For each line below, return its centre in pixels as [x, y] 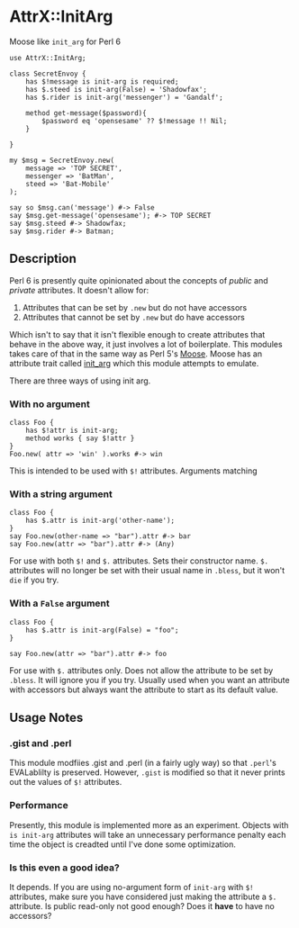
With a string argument [61, 494]
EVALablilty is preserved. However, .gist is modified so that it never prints [147, 772]
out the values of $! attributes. [66, 782]
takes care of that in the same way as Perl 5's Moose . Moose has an [136, 354]
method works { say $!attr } [80, 438]
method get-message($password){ [86, 113]
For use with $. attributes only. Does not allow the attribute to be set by [141, 670]
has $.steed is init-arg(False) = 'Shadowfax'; [116, 89]
